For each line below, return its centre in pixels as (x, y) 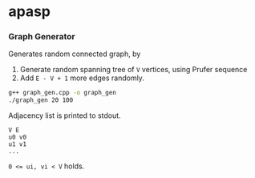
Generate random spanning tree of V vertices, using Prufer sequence (134, 70)
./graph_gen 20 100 (41, 100)
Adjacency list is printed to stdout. (65, 115)
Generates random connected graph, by (75, 54)
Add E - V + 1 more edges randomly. (82, 78)
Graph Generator (42, 37)
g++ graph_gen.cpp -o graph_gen (62, 93)
